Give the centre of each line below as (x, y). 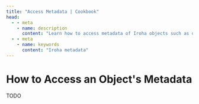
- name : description (42, 28)
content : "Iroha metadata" (55, 50)
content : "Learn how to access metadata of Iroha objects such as (105, 34)
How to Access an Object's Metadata (99, 79)
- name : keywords (38, 45)
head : (13, 17)
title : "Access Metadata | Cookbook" (53, 12)
